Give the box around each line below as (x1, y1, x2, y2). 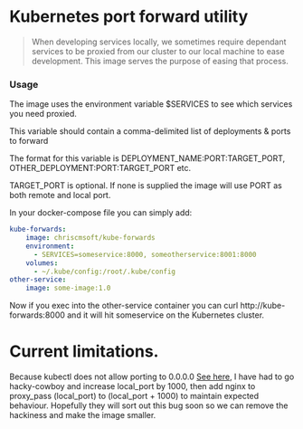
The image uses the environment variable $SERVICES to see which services (9, 99, 293, 110)
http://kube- (240, 300, 286, 311)
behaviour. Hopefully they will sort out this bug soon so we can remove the (9, 400, 289, 411)
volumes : (25, 258, 59, 268)
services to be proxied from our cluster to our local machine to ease (31, 45, 285, 56)
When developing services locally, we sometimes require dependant (31, 36, 287, 47)
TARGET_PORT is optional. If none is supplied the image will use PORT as (9, 180, 282, 191)
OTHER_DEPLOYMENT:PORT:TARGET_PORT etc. (9, 163, 192, 174)
